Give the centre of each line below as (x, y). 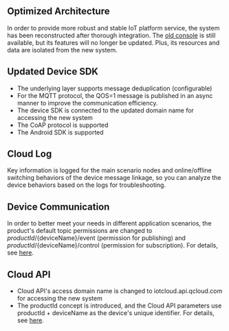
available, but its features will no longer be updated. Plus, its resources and (113, 42)
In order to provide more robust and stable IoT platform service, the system (113, 28)
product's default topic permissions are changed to (80, 231)
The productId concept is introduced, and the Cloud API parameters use (119, 305)
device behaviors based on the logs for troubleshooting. (87, 185)
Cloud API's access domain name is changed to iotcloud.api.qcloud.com (120, 291)
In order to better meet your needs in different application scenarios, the (109, 223)
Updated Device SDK (53, 72)
